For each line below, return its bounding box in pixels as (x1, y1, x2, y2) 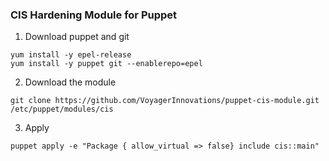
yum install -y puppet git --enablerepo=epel (10, 59, 203, 69)
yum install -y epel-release (10, 50, 132, 60)
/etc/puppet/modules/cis (10, 104, 114, 115)
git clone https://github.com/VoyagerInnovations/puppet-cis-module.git (10, 96, 320, 106)
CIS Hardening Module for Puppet (10, 8, 178, 22)
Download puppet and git (24, 31, 130, 43)
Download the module (24, 76, 117, 88)
